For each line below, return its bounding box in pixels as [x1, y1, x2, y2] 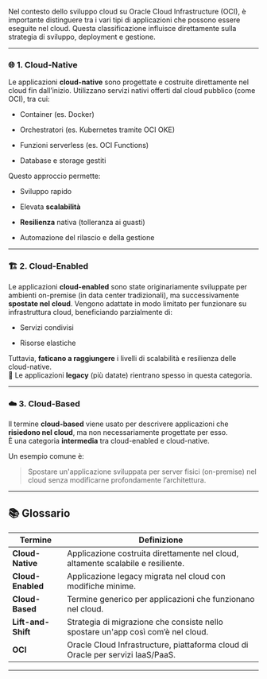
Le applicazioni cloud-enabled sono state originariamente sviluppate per [8, 281, 248, 291]
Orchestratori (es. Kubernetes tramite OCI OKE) [19, 125, 176, 134]
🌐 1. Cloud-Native [8, 59, 78, 70]
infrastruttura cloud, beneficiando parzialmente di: [8, 307, 173, 316]
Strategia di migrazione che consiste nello [67, 616, 224, 627]
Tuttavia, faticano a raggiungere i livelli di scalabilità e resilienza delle [8, 353, 237, 363]
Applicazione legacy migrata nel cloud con [67, 570, 226, 581]
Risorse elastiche [19, 338, 76, 347]
